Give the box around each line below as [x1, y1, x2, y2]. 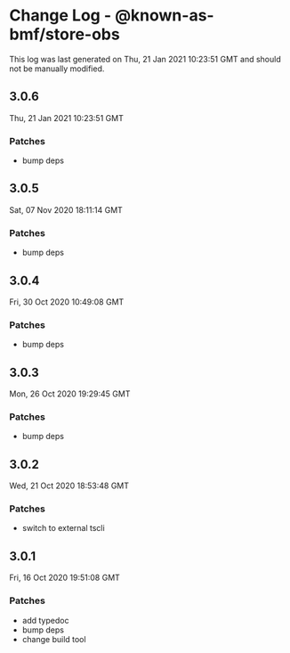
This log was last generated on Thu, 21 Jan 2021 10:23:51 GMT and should [9, 53, 282, 64]
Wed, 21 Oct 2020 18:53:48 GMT [9, 480, 130, 491]
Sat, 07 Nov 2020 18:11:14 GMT [9, 204, 123, 215]
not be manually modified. [9, 63, 105, 74]
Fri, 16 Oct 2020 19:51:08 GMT [9, 572, 120, 584]
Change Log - [9, 5, 112, 26]
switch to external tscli [21, 523, 105, 534]
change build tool [21, 633, 86, 644]
